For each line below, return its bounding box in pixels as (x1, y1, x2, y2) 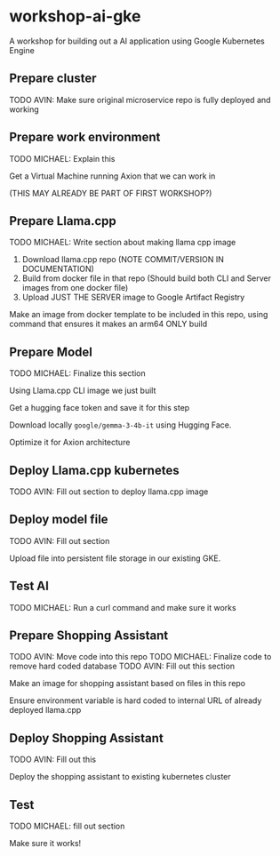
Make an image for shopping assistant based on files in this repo (9, 678, 246, 689)
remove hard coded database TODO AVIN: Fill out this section (9, 660, 236, 672)
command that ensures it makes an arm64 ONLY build (9, 318, 208, 330)
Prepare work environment (9, 130, 161, 145)
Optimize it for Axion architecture (9, 437, 131, 448)
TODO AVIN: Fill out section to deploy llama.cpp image (9, 486, 209, 497)
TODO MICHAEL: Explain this (9, 153, 116, 164)
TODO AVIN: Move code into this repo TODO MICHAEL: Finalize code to (9, 652, 272, 662)
